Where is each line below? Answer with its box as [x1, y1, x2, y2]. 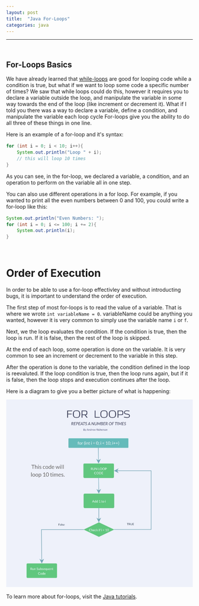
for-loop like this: [6, 203, 47, 210]
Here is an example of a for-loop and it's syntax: [6, 131, 124, 138]
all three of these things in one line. [6, 119, 92, 127]
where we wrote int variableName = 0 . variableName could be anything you [6, 310, 192, 317]
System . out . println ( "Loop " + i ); [17, 149, 102, 155]
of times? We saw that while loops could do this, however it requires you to [6, 88, 189, 95]
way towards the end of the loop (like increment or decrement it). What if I [6, 101, 187, 108]
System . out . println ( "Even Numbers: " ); [6, 215, 105, 221]
